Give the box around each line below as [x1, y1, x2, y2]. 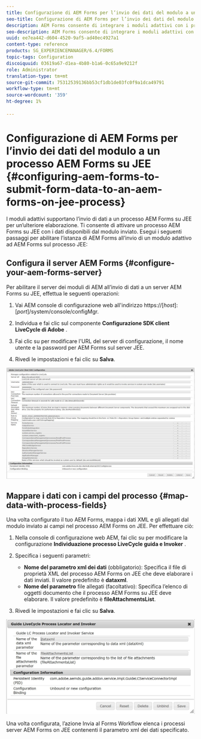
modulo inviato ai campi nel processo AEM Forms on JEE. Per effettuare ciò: [6, 522, 194, 529]
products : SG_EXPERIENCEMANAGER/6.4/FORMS [6, 48, 114, 54]
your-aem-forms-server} [6, 267, 103, 278]
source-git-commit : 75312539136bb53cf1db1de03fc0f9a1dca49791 [6, 79, 165, 85]
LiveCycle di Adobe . [14, 326, 68, 333]
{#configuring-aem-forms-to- [6, 169, 160, 183]
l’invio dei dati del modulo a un [6, 144, 160, 157]
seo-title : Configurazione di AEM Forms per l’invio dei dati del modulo [6, 16, 194, 22]
